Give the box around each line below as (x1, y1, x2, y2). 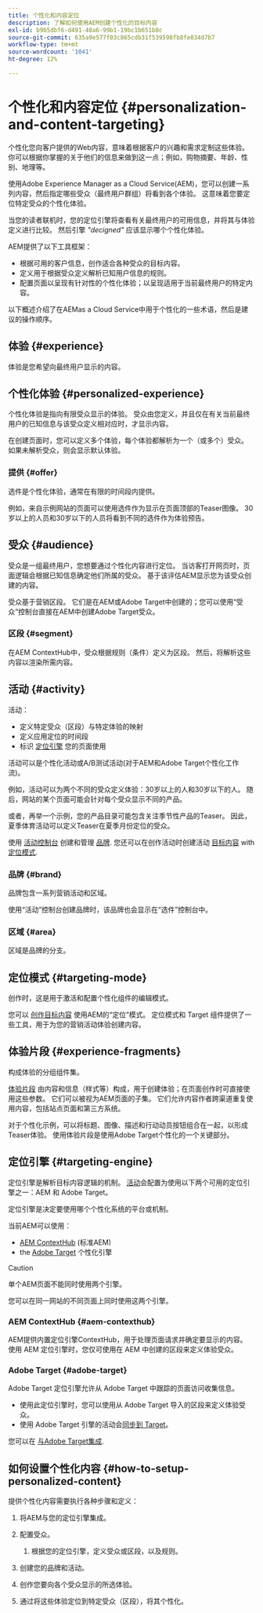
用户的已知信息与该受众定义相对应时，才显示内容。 (8, 419, 173, 429)
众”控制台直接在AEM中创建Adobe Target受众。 (8, 606, 160, 616)
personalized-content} (8, 1474, 122, 1488)
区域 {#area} (8, 926, 56, 937)
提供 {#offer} (8, 467, 58, 478)
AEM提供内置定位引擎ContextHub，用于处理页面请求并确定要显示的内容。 (8, 1334, 247, 1344)
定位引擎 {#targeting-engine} (8, 1155, 153, 1169)
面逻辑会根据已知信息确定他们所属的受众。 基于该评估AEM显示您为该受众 (8, 570, 245, 580)
